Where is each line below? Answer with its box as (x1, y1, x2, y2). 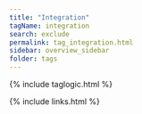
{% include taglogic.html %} (9, 79, 113, 89)
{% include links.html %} (9, 96, 100, 107)
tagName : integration (9, 21, 90, 30)
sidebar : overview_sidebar (9, 46, 110, 55)
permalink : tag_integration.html (9, 37, 134, 47)
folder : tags (9, 54, 58, 63)
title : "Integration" (9, 12, 90, 22)
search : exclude (9, 29, 70, 38)
